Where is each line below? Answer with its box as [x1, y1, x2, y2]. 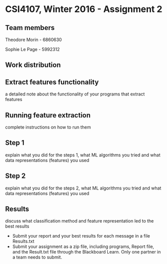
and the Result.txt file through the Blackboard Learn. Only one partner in [12, 249, 161, 255]
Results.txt [12, 238, 34, 244]
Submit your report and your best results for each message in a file [12, 233, 151, 239]
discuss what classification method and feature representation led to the [5, 218, 154, 224]
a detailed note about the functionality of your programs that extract [5, 91, 145, 97]
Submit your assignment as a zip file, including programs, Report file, [12, 243, 155, 249]
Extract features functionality [5, 77, 99, 86]
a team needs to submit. [12, 254, 62, 260]
